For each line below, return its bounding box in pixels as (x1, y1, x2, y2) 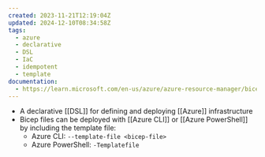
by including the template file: (19, 123, 117, 133)
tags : (8, 26, 26, 34)
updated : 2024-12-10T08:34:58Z (8, 19, 111, 27)
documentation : (8, 77, 58, 85)
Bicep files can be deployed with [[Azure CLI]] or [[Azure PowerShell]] (19, 115, 248, 125)
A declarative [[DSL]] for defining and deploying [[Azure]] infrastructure (19, 107, 253, 116)
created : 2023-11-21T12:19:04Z (8, 11, 111, 20)
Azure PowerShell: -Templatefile (31, 140, 140, 150)
